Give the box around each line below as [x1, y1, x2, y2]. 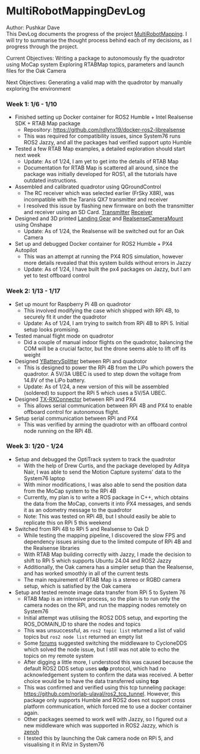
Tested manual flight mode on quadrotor [14, 332, 114, 339]
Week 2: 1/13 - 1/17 [6, 287, 61, 295]
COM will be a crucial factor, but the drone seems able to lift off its [23, 345, 186, 352]
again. [23, 709, 39, 716]
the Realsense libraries [23, 544, 80, 551]
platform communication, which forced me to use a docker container [23, 703, 192, 710]
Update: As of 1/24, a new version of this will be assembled [23, 383, 169, 390]
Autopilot [14, 246, 37, 254]
